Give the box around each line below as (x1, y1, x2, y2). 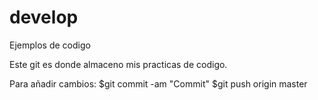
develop (9, 6, 79, 29)
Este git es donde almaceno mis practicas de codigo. (9, 58, 228, 70)
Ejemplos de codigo (9, 39, 91, 51)
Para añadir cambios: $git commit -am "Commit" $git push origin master (9, 77, 308, 90)
